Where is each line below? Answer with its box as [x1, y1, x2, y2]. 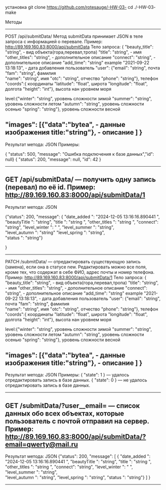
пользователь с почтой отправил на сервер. [5, 417, 149, 426]
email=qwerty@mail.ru [5, 440, 78, 448]
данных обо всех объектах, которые [5, 409, 124, 418]
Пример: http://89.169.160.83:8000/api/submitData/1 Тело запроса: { [5, 274, 147, 280]
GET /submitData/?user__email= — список [5, 401, 140, 410]
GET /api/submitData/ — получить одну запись [5, 176, 156, 184]
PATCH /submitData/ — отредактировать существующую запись [5, 258, 141, 264]
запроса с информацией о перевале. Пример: [5, 39, 103, 44]
